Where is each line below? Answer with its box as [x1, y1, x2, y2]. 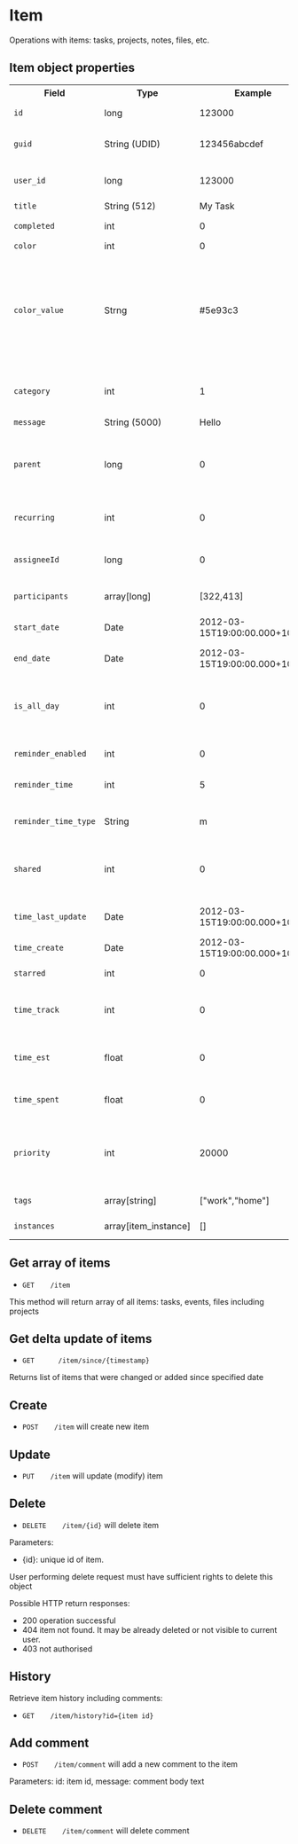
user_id [13, 175, 46, 185]
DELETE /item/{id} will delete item [21, 1519, 160, 1530]
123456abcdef [199, 137, 264, 150]
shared [13, 864, 42, 874]
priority [13, 1148, 51, 1157]
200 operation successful [21, 1615, 117, 1626]
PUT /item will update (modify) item [21, 1471, 164, 1481]
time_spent [13, 1095, 59, 1104]
